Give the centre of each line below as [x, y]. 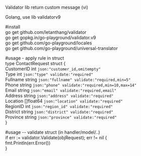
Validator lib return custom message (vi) [47, 7]
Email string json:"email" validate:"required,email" [61, 90]
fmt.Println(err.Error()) [28, 143]
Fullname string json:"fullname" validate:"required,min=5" [68, 80]
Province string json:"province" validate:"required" [61, 117]
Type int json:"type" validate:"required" [49, 74]
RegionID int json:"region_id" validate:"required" [59, 106]
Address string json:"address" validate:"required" [59, 96]
